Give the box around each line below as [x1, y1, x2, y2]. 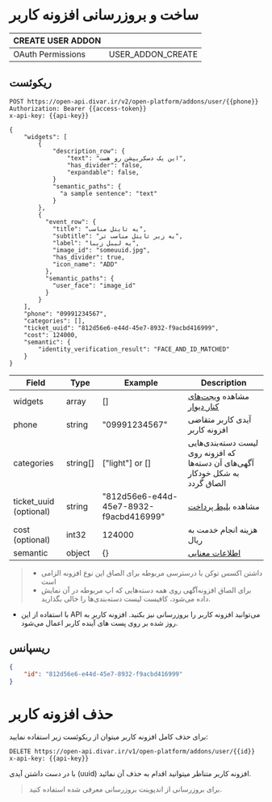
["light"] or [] [102, 457, 152, 468]
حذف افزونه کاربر [9, 705, 114, 724]
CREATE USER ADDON [13, 35, 102, 46]
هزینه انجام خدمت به [187, 524, 257, 535]
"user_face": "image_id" [52, 281, 136, 289]
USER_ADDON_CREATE [108, 49, 199, 60]
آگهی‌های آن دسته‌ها [187, 457, 254, 468]
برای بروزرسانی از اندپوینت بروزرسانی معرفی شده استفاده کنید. [28, 784, 223, 794]
